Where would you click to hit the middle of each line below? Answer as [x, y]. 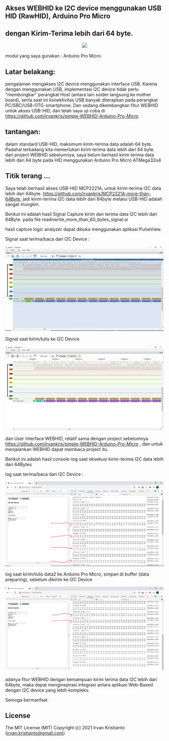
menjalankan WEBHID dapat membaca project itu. [57, 449]
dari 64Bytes [19, 465]
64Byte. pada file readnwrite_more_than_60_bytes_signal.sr [67, 219]
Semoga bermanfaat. [27, 700]
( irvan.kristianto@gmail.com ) [35, 733]
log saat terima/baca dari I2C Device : [45, 474]
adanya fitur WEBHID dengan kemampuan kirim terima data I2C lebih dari [81, 679]
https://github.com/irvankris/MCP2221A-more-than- [97, 193]
